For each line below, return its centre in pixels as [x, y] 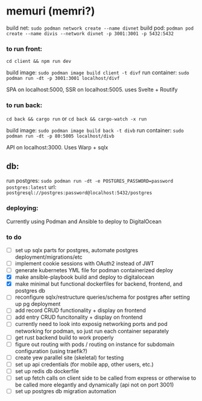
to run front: [24, 48]
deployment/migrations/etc [49, 257]
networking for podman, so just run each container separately [92, 331]
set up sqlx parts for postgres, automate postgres [77, 250]
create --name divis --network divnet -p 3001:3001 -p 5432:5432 [90, 34]
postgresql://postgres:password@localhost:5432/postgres [79, 193]
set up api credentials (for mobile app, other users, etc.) [84, 364]
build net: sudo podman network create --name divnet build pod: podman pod [100, 28]
